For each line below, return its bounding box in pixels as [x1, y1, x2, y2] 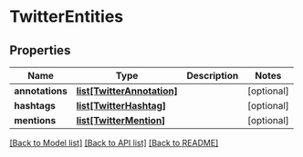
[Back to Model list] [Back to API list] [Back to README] [9, 138, 219, 148]
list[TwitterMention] [76, 114, 166, 126]
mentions [14, 114, 57, 126]
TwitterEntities [9, 6, 124, 27]
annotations [14, 84, 68, 97]
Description [186, 70, 239, 82]
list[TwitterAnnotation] [76, 84, 178, 97]
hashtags [14, 100, 57, 112]
